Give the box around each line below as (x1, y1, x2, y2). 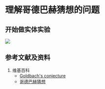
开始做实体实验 (5, 25, 51, 34)
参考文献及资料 (5, 53, 51, 62)
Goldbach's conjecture (19, 72, 66, 78)
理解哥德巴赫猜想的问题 (5, 4, 100, 16)
